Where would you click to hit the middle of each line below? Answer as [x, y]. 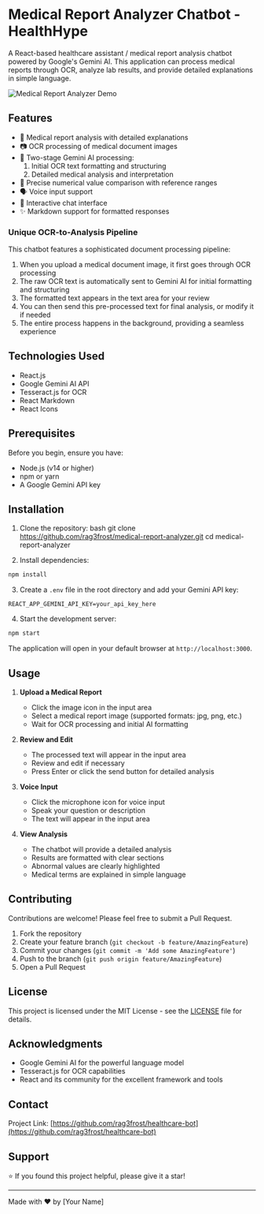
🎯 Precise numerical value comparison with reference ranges [118, 182]
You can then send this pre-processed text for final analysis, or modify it [136, 307]
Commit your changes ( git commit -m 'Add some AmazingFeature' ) [127, 950]
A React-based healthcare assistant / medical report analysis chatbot [120, 53]
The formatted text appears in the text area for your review [114, 298]
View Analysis [44, 834]
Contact [28, 1104]
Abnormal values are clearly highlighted [95, 866]
